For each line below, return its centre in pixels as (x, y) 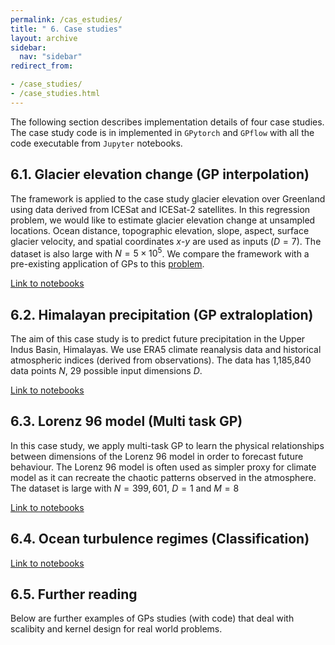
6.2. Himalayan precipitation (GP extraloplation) (162, 314)
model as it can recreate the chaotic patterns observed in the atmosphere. (163, 477)
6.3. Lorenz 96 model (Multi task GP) (126, 421)
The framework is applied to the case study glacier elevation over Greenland (168, 198)
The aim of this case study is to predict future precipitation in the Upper (158, 339)
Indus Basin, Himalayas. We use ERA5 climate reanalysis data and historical (166, 350)
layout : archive (44, 38)
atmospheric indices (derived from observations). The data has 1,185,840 (161, 360)
